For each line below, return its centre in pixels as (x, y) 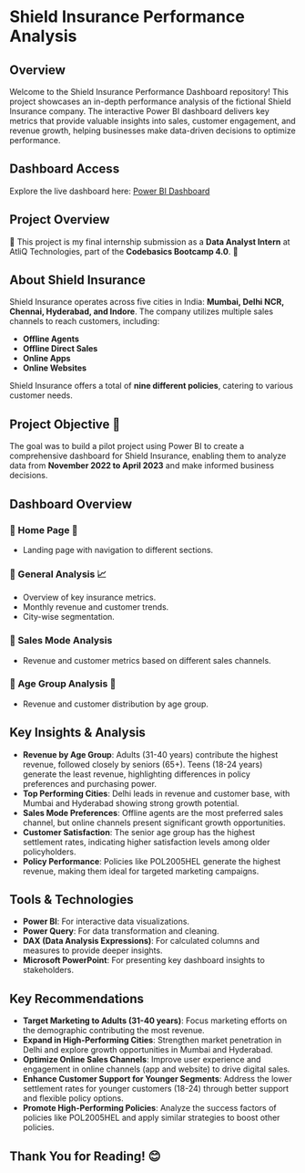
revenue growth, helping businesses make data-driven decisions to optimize (152, 131)
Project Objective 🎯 (65, 424)
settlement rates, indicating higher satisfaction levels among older (146, 842)
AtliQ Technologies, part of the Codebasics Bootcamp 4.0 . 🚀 (124, 251)
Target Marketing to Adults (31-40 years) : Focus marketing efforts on (155, 1021)
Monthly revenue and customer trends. (96, 607)
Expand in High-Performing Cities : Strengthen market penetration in (152, 1040)
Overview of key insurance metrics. (89, 597)
